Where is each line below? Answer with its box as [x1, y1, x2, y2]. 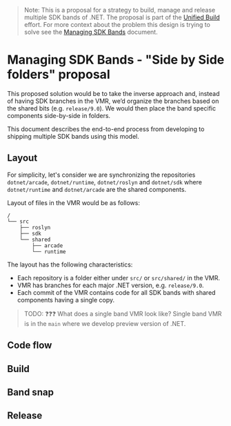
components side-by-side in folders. [7, 111, 111, 119]
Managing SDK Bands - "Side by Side [7, 52, 225, 68]
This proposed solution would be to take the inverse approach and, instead [7, 89, 220, 97]
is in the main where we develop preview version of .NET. [23, 319, 186, 327]
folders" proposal [7, 67, 110, 82]
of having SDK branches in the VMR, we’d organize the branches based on [7, 97, 219, 105]
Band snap [7, 386, 54, 398]
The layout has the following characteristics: [7, 260, 133, 269]
